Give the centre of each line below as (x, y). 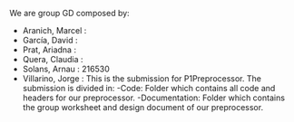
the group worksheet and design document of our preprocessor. (143, 107)
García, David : (50, 40)
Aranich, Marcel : (54, 30)
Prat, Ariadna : (49, 50)
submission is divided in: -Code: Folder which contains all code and (149, 88)
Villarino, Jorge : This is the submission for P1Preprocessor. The (142, 79)
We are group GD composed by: (69, 13)
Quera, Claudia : (53, 59)
